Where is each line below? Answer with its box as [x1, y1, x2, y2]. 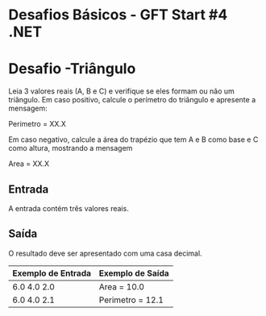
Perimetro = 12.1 [98, 294, 164, 306]
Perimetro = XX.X [8, 119, 67, 129]
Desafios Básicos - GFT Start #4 [8, 6, 228, 24]
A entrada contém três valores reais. [8, 203, 129, 213]
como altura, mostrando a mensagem [8, 143, 133, 153]
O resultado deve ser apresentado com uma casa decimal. [8, 248, 203, 258]
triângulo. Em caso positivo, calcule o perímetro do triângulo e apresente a [8, 95, 256, 105]
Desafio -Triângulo [8, 60, 136, 78]
